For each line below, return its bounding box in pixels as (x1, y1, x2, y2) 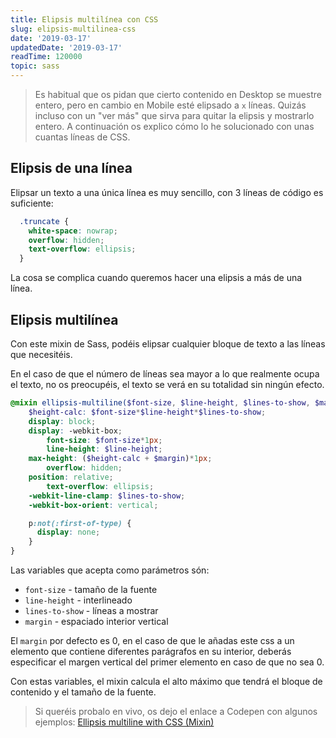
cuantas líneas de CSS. (34, 131, 131, 143)
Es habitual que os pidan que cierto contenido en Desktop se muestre (34, 89, 322, 100)
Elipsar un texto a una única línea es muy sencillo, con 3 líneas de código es (10, 186, 324, 198)
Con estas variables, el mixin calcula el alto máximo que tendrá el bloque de (10, 676, 323, 687)
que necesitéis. (10, 349, 73, 360)
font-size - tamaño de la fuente (24, 584, 158, 595)
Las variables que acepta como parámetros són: (10, 564, 210, 576)
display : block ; (28, 416, 97, 426)
